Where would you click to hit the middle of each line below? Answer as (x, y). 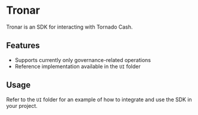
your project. (22, 105)
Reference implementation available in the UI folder (78, 66)
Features (23, 46)
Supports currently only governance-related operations (83, 60)
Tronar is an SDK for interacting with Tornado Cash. (69, 27)
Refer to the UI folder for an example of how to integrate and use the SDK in (99, 100)
